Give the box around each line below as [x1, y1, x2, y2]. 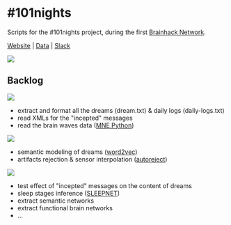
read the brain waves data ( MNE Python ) [17, 121, 134, 130]
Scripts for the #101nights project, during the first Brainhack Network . [7, 28, 207, 36]
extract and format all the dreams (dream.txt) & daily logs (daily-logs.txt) [17, 106, 225, 114]
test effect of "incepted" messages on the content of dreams [17, 181, 193, 189]
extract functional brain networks [17, 203, 113, 212]
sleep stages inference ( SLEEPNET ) [17, 189, 120, 197]
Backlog [7, 75, 44, 86]
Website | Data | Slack [7, 41, 71, 49]
